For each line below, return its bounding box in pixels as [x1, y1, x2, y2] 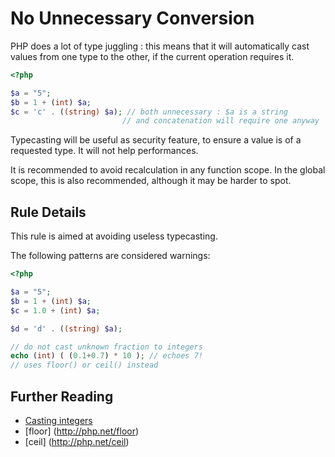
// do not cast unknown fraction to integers [10, 342, 203, 352]
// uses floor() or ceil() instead [10, 360, 159, 371]
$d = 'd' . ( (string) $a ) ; [10, 323, 123, 334]
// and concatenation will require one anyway [121, 116, 320, 126]
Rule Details [10, 203, 87, 221]
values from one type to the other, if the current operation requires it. [10, 50, 295, 62]
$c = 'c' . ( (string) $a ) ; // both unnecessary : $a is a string [10, 107, 289, 117]
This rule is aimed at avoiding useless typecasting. [10, 230, 218, 242]
